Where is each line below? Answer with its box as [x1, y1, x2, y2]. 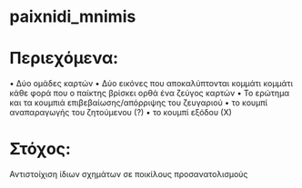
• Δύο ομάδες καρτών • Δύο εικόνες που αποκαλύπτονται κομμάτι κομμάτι [9, 78, 294, 89]
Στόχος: [9, 139, 71, 160]
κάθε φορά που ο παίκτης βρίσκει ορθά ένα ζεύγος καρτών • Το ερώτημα [9, 88, 290, 99]
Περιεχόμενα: [9, 48, 119, 69]
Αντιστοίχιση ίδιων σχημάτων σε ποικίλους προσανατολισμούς [9, 169, 248, 180]
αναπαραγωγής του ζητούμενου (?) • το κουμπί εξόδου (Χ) [9, 107, 232, 118]
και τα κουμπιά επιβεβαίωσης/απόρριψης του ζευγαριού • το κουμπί [9, 97, 268, 108]
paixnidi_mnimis [9, 6, 136, 27]
